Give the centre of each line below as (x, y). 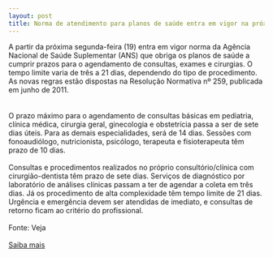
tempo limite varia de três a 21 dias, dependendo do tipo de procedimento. (133, 72)
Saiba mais (27, 245)
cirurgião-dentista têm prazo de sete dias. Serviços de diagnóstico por (127, 176)
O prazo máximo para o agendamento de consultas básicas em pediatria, (131, 115)
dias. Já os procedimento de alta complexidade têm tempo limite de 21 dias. (135, 193)
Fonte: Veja (27, 227)
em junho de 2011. (39, 89)
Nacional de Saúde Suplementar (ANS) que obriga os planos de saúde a (129, 55)
